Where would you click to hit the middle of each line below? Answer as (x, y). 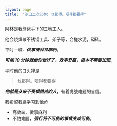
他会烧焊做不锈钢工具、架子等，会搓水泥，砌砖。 (54, 39)
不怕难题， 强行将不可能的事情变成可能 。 (53, 118)
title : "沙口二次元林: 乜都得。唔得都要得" (46, 14)
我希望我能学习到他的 (26, 101)
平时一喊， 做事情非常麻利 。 (33, 50)
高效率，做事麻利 (29, 112)
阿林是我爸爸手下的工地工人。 (35, 29)
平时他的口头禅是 (22, 70)
